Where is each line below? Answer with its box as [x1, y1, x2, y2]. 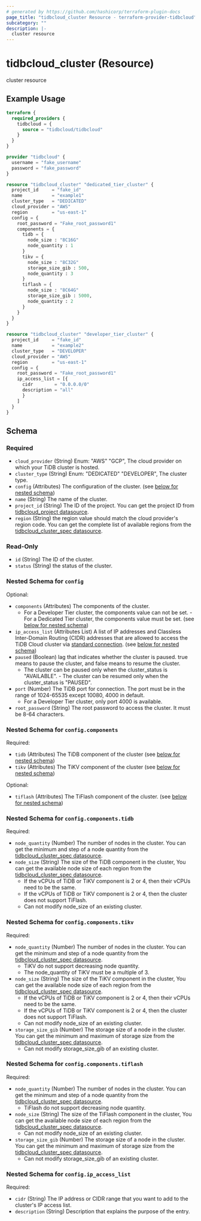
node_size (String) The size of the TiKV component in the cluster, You [14, 975, 186, 982]
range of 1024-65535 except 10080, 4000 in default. [14, 691, 145, 698]
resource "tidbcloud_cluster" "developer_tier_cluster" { [6, 332, 154, 338]
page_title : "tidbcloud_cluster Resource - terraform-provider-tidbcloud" [6, 14, 197, 20]
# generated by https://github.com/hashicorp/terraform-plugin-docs [6, 8, 181, 15]
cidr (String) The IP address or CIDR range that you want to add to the [14, 1195, 188, 1202]
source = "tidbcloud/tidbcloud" [22, 126, 103, 132]
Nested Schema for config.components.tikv [6, 918, 134, 927]
